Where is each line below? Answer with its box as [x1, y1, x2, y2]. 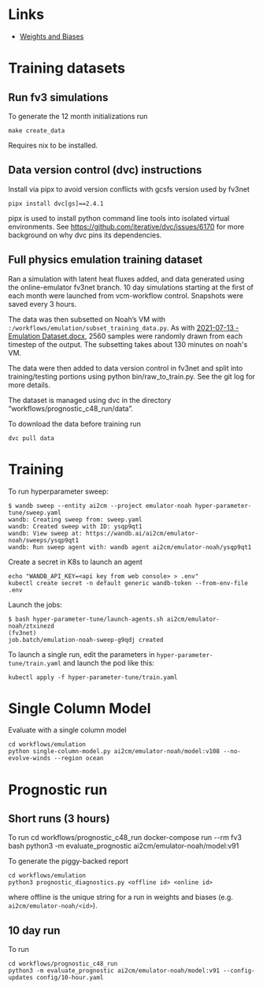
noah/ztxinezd [8, 621, 55, 630]
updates [8, 974, 34, 982]
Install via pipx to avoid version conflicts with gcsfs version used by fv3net [8, 184, 250, 194]
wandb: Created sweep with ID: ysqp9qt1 [8, 522, 143, 530]
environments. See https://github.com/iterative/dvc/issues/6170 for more [8, 222, 245, 231]
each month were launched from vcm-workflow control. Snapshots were [8, 290, 244, 300]
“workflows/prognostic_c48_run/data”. [8, 404, 134, 413]
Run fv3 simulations [8, 91, 109, 104]
